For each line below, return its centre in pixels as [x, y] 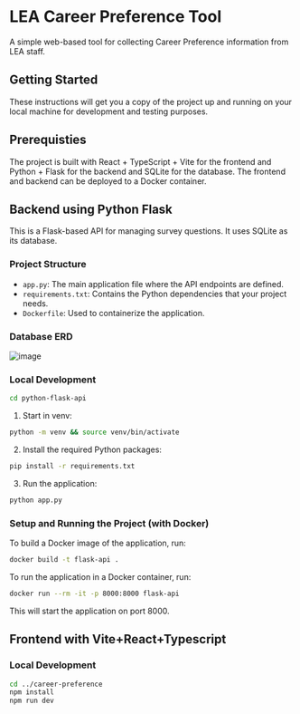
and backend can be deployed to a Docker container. [108, 181]
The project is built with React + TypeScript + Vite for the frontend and [141, 161]
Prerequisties [48, 140]
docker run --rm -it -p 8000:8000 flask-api [94, 593]
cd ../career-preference [56, 684]
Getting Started [54, 80]
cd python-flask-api [48, 399]
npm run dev [32, 701]
